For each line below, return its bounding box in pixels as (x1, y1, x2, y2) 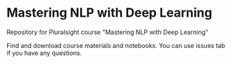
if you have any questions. (6, 49, 82, 57)
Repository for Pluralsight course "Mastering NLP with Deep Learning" (6, 28, 209, 36)
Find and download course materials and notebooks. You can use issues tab (6, 41, 226, 49)
